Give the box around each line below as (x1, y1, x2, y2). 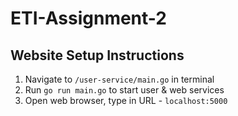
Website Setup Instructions (10, 47, 185, 64)
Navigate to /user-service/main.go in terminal (24, 73, 215, 85)
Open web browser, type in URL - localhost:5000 (24, 95, 228, 106)
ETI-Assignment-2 (10, 7, 167, 30)
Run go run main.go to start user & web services (24, 84, 225, 96)
